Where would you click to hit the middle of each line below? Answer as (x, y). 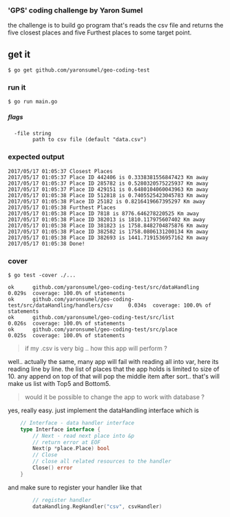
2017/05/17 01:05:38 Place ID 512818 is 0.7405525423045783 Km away (108, 195)
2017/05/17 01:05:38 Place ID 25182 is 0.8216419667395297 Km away (107, 201)
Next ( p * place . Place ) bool (71, 449)
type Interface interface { (60, 429)
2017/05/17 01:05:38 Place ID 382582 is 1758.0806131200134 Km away (108, 232)
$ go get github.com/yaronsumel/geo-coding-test (79, 70)
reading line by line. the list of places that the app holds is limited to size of (114, 369)
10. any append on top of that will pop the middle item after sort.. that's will (114, 376)
